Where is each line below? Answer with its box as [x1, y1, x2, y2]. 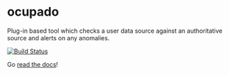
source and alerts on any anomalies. [7, 33, 110, 42]
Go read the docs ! [7, 60, 58, 68]
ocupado [7, 4, 60, 20]
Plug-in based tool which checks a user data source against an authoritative [7, 27, 223, 35]
